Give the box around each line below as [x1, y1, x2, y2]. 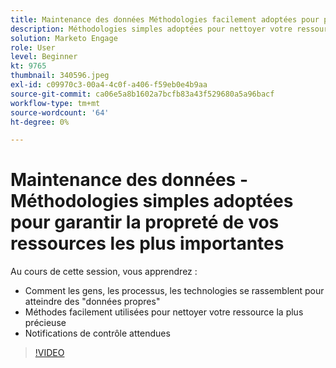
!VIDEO [34, 347, 65, 359]
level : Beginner [10, 52, 78, 62]
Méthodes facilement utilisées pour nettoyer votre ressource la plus [24, 306, 304, 318]
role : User [10, 42, 56, 53]
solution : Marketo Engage [10, 33, 118, 43]
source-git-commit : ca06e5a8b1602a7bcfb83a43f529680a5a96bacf [10, 89, 275, 99]
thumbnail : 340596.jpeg [10, 71, 110, 81]
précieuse [24, 317, 67, 329]
